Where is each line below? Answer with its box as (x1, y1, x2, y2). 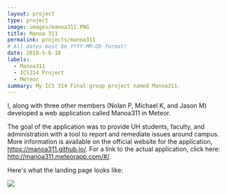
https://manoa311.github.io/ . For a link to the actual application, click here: (7, 145, 221, 153)
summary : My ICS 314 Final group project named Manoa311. (7, 82, 181, 89)
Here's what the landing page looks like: (7, 166, 124, 174)
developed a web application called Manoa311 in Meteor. (7, 109, 171, 117)
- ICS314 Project (13, 69, 65, 76)
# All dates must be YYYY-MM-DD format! (7, 43, 128, 50)
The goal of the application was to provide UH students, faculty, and (7, 122, 205, 131)
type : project (7, 17, 49, 24)
